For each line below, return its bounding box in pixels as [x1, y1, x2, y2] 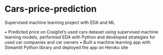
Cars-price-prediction [4, 3, 97, 15]
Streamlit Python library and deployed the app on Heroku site [4, 44, 129, 50]
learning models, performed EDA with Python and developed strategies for [4, 34, 156, 40]
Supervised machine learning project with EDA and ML [4, 19, 115, 25]
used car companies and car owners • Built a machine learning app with [4, 39, 151, 45]
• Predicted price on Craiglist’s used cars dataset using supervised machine [4, 29, 159, 35]
